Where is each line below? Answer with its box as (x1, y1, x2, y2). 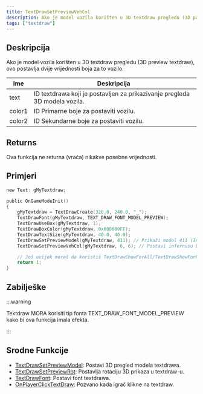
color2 (9, 117, 28, 125)
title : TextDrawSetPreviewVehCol (6, 8, 91, 15)
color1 (9, 107, 28, 116)
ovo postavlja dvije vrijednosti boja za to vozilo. (6, 65, 124, 73)
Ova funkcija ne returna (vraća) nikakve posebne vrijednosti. (6, 154, 157, 160)
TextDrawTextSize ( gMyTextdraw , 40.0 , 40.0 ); (17, 231, 131, 238)
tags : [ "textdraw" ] (6, 20, 56, 26)
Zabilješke (6, 282, 47, 292)
